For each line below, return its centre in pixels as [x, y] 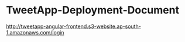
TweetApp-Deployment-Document [93, 10]
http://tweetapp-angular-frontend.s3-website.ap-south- [74, 26]
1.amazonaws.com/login [35, 32]
